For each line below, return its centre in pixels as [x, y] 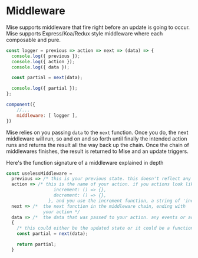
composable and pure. [33, 40]
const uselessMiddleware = [39, 173]
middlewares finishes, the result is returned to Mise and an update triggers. [97, 151]
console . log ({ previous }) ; [46, 56]
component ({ [21, 104]
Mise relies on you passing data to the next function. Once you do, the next [97, 132]
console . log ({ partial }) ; [44, 89]
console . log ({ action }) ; [43, 61]
